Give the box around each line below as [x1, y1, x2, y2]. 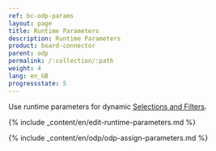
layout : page [8, 19, 53, 27]
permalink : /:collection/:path [8, 57, 114, 65]
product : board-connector [8, 42, 95, 50]
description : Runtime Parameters [8, 34, 121, 43]
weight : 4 [8, 65, 42, 73]
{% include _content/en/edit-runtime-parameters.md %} [8, 117, 197, 127]
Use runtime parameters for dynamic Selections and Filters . [8, 102, 207, 111]
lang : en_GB [8, 72, 49, 80]
